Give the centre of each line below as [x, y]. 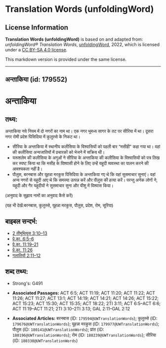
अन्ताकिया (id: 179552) [36, 79]
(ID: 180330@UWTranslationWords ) [45, 341]
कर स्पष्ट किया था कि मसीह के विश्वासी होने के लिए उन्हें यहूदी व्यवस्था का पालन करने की [81, 163]
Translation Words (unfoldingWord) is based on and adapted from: [74, 39]
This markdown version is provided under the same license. [66, 59]
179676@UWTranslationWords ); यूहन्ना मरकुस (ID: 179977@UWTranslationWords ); [86, 324]
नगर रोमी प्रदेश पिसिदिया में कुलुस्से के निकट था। [43, 137]
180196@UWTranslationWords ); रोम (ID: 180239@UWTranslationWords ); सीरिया [84, 335]
